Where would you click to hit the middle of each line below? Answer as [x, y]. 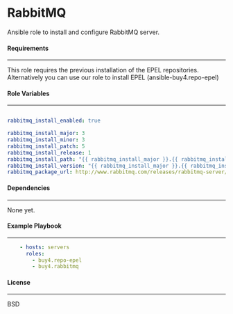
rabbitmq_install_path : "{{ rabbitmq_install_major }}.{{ [93, 159]
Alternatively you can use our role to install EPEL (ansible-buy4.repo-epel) [113, 77]
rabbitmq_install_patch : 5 [46, 146]
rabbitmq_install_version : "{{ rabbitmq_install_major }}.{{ [97, 166]
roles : [35, 253]
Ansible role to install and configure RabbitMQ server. [84, 32]
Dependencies [29, 188]
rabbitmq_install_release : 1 [49, 152]
